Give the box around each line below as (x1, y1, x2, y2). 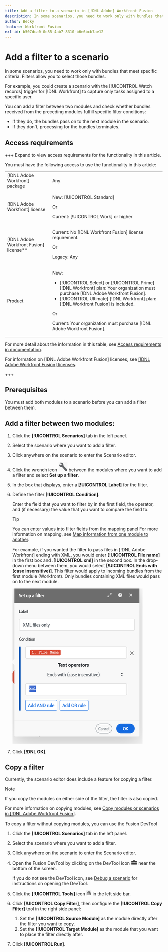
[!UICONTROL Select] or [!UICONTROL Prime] (59, 280, 155, 286)
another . (12, 536, 30, 542)
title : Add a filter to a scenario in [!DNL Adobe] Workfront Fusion (5, 8, 153, 13)
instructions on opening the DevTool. (12, 881, 88, 887)
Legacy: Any (52, 254, 78, 260)
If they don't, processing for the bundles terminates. (12, 124, 120, 130)
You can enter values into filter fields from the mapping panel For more (12, 526, 158, 532)
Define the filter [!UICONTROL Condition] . (12, 491, 100, 497)
